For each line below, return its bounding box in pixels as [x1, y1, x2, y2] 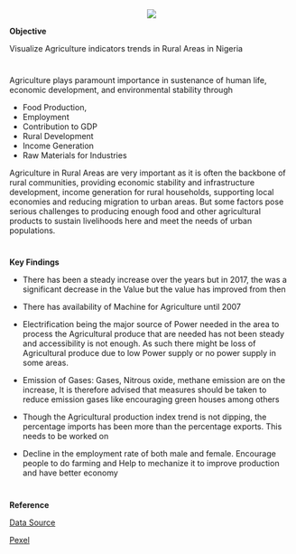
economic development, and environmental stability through [9, 85, 233, 96]
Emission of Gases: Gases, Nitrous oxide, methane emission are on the [22, 375, 286, 386]
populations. [9, 225, 56, 236]
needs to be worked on [22, 431, 109, 442]
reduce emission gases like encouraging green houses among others [22, 394, 280, 405]
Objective [9, 26, 47, 36]
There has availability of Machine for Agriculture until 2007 [22, 302, 242, 313]
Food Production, [22, 102, 88, 113]
